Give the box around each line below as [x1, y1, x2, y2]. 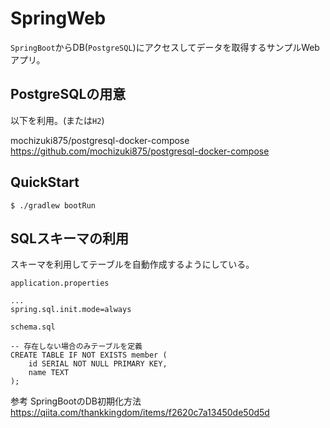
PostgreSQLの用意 [10, 86, 127, 103]
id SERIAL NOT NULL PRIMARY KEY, [28, 359, 168, 369]
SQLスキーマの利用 [10, 230, 129, 247]
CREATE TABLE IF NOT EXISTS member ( [10, 350, 168, 361]
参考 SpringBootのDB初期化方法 [10, 395, 142, 407]
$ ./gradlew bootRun [10, 200, 97, 211]
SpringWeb [10, 7, 107, 30]
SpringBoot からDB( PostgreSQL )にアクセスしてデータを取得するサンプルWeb [10, 41, 320, 53]
